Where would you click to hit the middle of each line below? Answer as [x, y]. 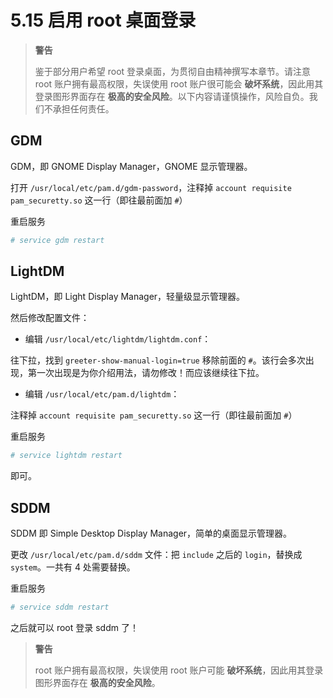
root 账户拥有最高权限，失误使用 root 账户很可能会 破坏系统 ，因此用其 [179, 83]
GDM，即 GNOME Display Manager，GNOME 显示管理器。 [131, 166]
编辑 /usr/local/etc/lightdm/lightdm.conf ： [118, 339]
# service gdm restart [57, 240]
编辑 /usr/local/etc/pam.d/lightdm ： [102, 394]
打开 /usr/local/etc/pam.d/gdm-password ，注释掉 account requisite [151, 187]
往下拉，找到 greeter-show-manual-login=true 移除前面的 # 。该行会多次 [158, 360]
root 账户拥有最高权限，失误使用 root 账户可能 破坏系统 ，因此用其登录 [179, 670]
